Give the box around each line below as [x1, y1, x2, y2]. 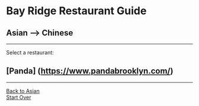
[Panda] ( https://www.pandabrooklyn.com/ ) [6, 66, 174, 76]
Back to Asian [6, 87, 40, 94]
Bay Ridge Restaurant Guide [6, 4, 147, 18]
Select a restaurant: [6, 49, 54, 56]
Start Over [6, 94, 31, 101]
